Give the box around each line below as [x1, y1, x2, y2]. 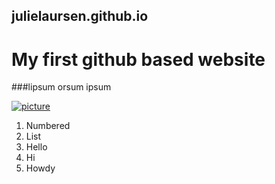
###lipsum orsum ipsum [11, 81, 112, 93]
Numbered [25, 120, 71, 132]
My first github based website [11, 48, 266, 71]
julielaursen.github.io [11, 8, 149, 25]
